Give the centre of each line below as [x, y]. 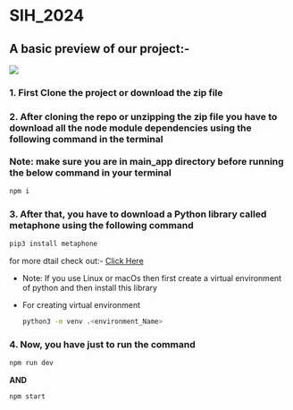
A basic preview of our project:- [100, 49]
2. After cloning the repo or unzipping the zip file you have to [143, 116]
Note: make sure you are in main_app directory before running [146, 161]
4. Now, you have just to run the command [102, 345]
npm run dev [31, 363]
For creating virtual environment [81, 305]
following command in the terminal [86, 139]
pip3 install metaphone [54, 244]
